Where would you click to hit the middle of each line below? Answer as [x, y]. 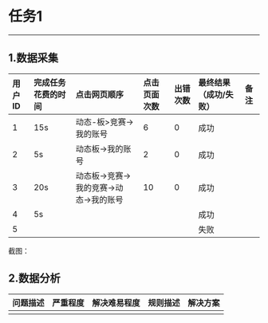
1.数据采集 [33, 58]
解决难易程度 [116, 302]
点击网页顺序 [100, 94]
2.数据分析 [35, 279]
